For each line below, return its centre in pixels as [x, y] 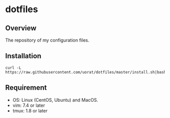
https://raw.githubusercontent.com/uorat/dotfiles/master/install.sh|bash [86, 72]
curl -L [13, 68]
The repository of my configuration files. [47, 40]
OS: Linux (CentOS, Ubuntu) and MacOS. [55, 100]
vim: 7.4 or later [29, 105]
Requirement [26, 88]
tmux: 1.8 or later [30, 110]
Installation [23, 56]
